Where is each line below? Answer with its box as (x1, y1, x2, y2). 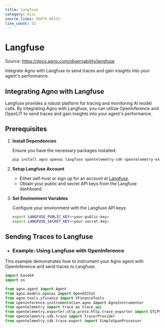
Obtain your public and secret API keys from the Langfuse (19, 180, 137, 187)
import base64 (5, 273, 34, 278)
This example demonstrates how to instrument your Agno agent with (5, 258, 144, 264)
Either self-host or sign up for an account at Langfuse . (19, 175, 130, 181)
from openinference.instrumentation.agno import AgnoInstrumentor (5, 300, 144, 305)
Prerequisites (5, 125, 47, 133)
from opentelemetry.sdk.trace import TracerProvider (5, 314, 115, 319)
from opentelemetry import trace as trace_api (5, 305, 102, 310)
